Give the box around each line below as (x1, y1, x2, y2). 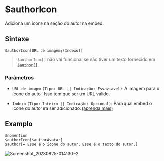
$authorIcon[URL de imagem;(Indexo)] (5, 48, 83, 53)
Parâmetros (5, 74, 34, 81)
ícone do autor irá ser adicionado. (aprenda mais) (12, 106, 113, 111)
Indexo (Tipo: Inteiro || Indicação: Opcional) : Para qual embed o (12, 101, 152, 107)
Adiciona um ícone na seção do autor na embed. (5, 20, 104, 26)
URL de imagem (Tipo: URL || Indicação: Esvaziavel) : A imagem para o (12, 86, 160, 92)
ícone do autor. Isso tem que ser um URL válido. (12, 91, 110, 97)
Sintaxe (5, 35, 29, 43)
